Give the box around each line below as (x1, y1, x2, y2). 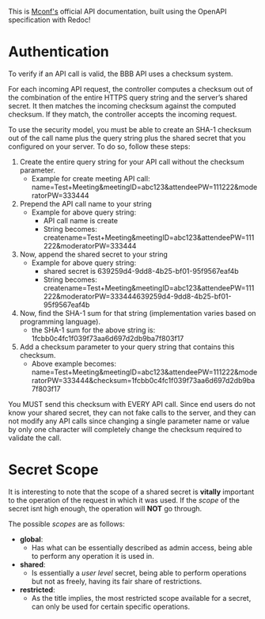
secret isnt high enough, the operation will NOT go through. (8, 503, 203, 513)
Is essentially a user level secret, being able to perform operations (31, 568, 247, 577)
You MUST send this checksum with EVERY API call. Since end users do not (8, 399, 256, 408)
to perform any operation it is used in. (31, 551, 154, 560)
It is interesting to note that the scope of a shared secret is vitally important (8, 487, 255, 496)
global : (19, 534, 44, 544)
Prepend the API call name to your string (19, 199, 152, 208)
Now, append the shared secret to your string (19, 249, 168, 259)
